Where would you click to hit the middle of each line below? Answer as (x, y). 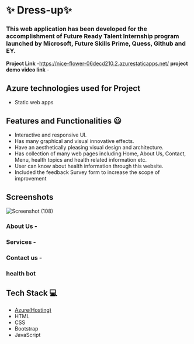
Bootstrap (26, 329)
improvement (30, 179)
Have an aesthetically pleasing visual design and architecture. (89, 148)
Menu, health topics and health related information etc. (81, 160)
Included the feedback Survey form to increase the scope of (87, 172)
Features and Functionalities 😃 (64, 121)
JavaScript (27, 335)
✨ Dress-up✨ (39, 10)
